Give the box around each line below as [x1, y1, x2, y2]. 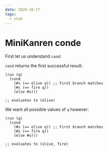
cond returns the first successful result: [5, 63, 83, 69]
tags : [5, 12, 16, 17]
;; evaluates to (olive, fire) [5, 142, 69, 147]
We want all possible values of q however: [5, 107, 89, 112]
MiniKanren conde [5, 37, 81, 48]
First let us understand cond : [5, 53, 62, 59]
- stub [9, 16, 23, 21]
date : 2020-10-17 [5, 7, 40, 12]
